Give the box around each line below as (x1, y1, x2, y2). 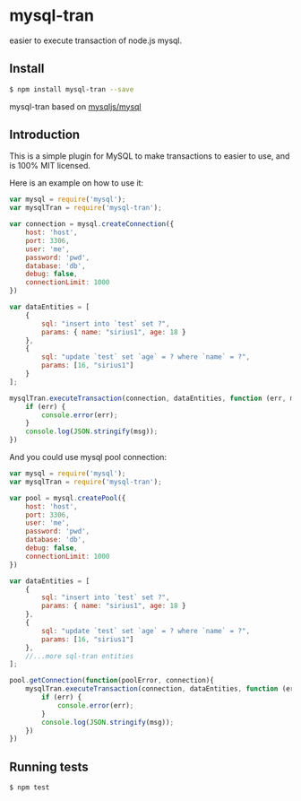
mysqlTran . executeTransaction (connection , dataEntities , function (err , (9, 394, 287, 403)
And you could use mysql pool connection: (9, 452, 168, 463)
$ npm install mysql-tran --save (9, 84, 134, 94)
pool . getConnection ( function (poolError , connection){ (9, 676, 215, 685)
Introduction (9, 127, 81, 143)
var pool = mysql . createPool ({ (9, 493, 126, 502)
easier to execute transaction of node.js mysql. (9, 35, 183, 46)
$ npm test (9, 783, 50, 792)
